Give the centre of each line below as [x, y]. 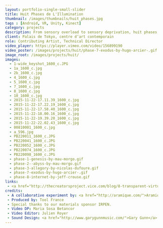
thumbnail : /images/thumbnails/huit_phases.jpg [54, 19]
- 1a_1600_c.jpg [26, 69]
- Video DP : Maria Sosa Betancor [41, 209]
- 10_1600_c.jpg [26, 95]
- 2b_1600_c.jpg [26, 73]
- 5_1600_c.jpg [25, 82]
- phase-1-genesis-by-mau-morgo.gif [46, 159]
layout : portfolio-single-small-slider [45, 9]
